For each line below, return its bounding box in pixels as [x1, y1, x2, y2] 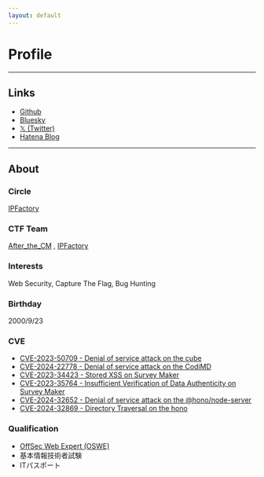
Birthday [8, 298, 42, 309]
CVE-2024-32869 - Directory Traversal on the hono [19, 404, 189, 413]
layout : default [8, 11, 61, 20]
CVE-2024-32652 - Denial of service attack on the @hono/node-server [19, 395, 252, 405]
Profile [8, 45, 53, 63]
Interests [8, 261, 43, 272]
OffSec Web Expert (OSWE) [19, 441, 110, 450]
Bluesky [19, 116, 46, 125]
